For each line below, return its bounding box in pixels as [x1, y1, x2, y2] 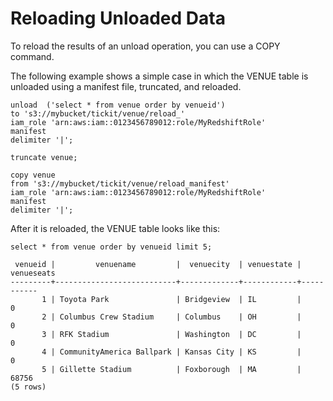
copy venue [10, 170, 56, 180]
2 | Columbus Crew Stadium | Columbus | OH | [41, 312, 302, 322]
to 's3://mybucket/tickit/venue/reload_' [10, 108, 186, 119]
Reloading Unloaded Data [10, 7, 226, 30]
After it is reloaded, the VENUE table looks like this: [10, 222, 221, 234]
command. [10, 50, 55, 62]
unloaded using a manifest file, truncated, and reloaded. [10, 80, 242, 92]
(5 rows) [10, 382, 47, 392]
